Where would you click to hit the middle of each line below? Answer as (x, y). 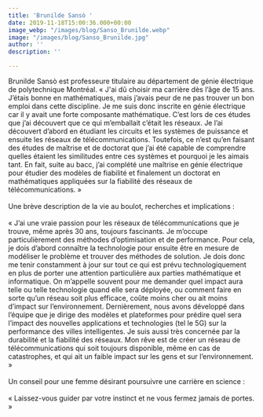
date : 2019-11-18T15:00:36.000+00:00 (70, 23)
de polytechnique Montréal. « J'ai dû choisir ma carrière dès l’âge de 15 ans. (131, 90)
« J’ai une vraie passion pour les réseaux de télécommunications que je (124, 223)
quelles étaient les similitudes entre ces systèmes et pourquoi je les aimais (129, 156)
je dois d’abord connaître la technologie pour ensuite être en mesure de (124, 248)
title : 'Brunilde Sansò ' (50, 15)
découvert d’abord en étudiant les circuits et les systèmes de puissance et (128, 131)
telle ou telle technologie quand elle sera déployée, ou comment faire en (125, 290)
